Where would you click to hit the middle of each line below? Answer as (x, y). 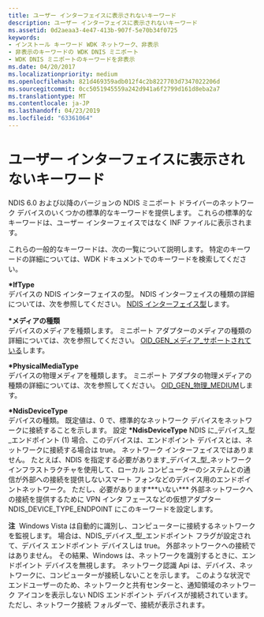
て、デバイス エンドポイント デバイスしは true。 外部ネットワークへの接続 (129, 545)
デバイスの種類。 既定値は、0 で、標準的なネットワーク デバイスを (117, 420)
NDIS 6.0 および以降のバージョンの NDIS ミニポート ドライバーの (114, 203)
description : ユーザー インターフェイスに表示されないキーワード (103, 23)
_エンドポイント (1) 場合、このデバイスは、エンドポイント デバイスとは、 (127, 439)
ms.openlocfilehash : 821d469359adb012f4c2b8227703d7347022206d (114, 81)
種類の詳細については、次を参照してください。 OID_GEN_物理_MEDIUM (124, 385)
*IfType (21, 284)
